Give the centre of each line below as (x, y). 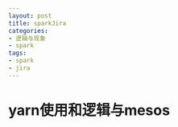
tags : (17, 53)
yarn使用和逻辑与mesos (89, 110)
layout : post (30, 16)
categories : (28, 31)
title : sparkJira (37, 23)
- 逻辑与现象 (27, 38)
